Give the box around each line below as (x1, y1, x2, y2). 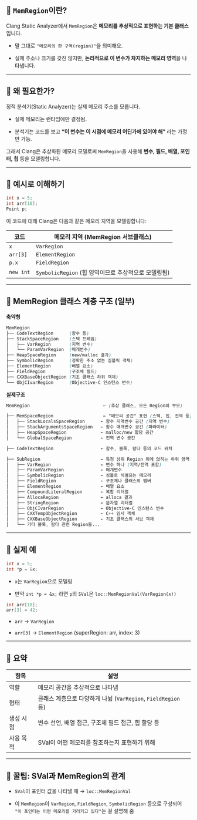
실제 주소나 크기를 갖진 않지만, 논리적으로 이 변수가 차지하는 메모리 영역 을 (14, 55, 181, 62)
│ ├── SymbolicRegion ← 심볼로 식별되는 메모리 (6, 473, 151, 478)
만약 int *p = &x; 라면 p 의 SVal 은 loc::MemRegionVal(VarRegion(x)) (14, 590, 177, 597)
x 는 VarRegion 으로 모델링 (14, 578, 73, 585)
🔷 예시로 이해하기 (6, 180, 64, 190)
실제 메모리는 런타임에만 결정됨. (14, 115, 87, 122)
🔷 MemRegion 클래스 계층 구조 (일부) (6, 296, 135, 306)
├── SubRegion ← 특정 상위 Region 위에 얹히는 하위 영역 (6, 456, 190, 462)
